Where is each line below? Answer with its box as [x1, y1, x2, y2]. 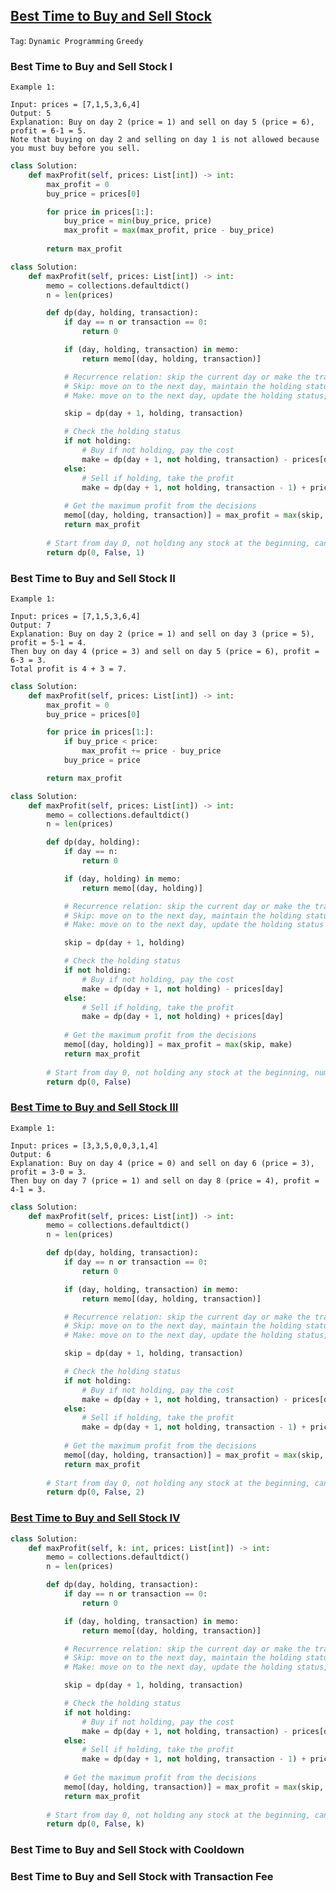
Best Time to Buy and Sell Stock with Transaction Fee [10, 1870, 274, 1884]
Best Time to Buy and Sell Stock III [10, 1100, 179, 1114]
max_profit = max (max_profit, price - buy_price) [63, 225, 275, 236]
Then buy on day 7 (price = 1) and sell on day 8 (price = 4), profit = [10, 1175, 320, 1186]
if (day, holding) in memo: [63, 874, 182, 884]
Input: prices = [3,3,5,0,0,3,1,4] [10, 1140, 159, 1151]
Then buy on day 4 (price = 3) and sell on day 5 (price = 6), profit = [10, 646, 320, 656]
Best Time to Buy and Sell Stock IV [10, 1511, 181, 1525]
